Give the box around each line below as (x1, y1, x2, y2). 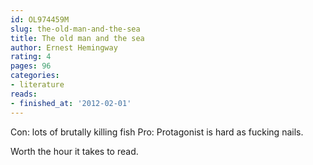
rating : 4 (10, 52, 52, 62)
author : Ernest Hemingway (10, 42, 118, 53)
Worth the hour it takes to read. (10, 145, 139, 157)
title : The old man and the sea (10, 33, 145, 43)
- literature (10, 80, 65, 90)
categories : (10, 71, 60, 81)
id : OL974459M (10, 14, 70, 25)
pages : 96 (10, 61, 52, 71)
